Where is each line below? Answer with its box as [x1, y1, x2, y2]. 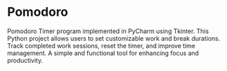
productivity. [7, 56, 44, 64]
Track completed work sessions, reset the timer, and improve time [7, 41, 196, 50]
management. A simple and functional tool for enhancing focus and [7, 49, 199, 57]
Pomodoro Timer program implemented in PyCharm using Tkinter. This [7, 27, 209, 35]
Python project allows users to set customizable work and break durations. [7, 34, 220, 42]
